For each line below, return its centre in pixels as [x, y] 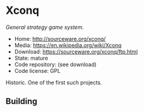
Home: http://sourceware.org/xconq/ [60, 39]
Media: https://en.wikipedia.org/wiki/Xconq [68, 45]
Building [21, 101]
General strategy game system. [45, 27]
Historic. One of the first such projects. [54, 82]
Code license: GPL [37, 70]
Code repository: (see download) [55, 64]
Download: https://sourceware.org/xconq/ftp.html [76, 51]
